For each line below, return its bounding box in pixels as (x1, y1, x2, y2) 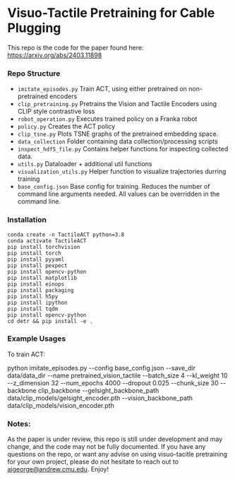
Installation (7, 215, 47, 225)
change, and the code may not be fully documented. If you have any (7, 443, 206, 451)
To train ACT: (7, 350, 46, 358)
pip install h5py (7, 293, 59, 300)
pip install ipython (7, 299, 68, 306)
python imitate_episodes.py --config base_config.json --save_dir (7, 363, 196, 372)
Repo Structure (7, 69, 61, 78)
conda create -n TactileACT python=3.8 (7, 231, 125, 238)
